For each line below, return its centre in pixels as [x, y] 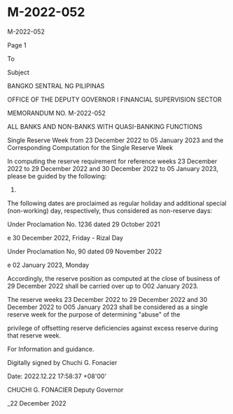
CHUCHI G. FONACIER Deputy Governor [65, 389]
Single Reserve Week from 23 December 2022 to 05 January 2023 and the [115, 140]
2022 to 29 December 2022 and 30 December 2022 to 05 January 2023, [113, 168]
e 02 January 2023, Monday [48, 265]
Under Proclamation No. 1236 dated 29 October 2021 [84, 224]
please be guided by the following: [57, 176]
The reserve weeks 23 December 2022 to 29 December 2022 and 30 [107, 299]
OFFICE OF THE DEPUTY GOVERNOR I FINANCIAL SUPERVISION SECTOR [114, 99]
